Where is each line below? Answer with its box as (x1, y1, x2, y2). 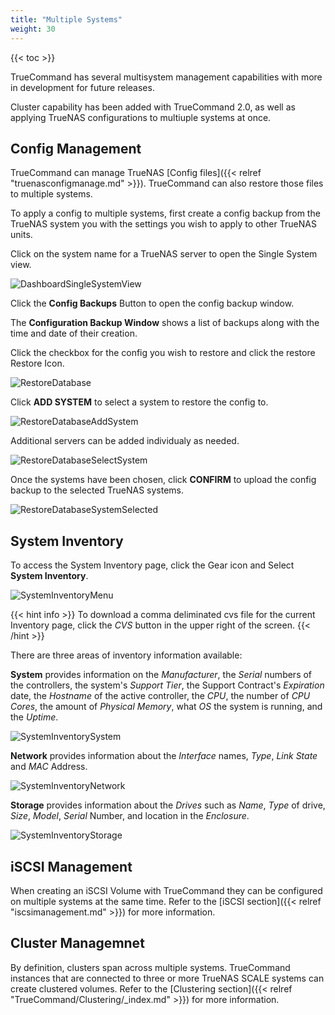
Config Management (10, 140, 142, 157)
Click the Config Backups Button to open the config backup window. (10, 297, 295, 310)
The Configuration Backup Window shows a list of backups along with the (10, 317, 320, 329)
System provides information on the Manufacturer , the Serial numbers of (10, 669, 313, 681)
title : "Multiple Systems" (10, 14, 123, 25)
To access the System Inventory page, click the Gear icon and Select (10, 559, 295, 571)
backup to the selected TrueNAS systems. (10, 484, 185, 496)
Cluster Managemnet (10, 935, 145, 952)
